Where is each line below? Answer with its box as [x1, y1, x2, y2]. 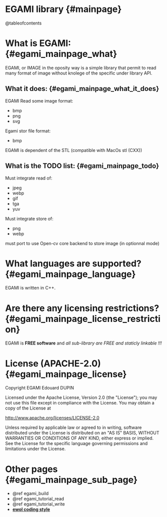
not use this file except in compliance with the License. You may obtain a [5, 400, 155, 406]
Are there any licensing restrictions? [5, 302, 160, 313]
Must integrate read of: [5, 175, 52, 181]
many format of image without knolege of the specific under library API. [5, 70, 153, 76]
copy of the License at [5, 405, 51, 411]
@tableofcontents [5, 20, 42, 26]
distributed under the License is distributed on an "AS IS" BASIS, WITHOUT [5, 430, 160, 436]
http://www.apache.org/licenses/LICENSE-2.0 [5, 415, 100, 421]
